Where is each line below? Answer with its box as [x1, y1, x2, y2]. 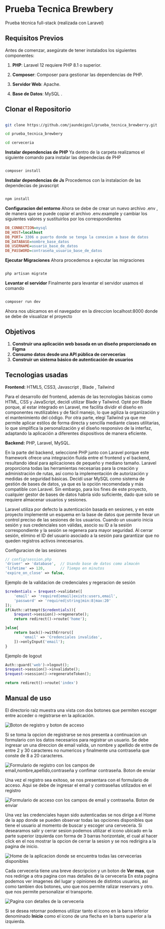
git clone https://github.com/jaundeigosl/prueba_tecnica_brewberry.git [5, 122, 158, 127]
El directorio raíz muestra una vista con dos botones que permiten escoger [5, 707, 157, 713]
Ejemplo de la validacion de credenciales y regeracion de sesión [5, 579, 135, 586]
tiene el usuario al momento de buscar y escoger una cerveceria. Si [5, 822, 142, 828]
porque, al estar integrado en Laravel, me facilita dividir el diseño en [5, 404, 143, 410]
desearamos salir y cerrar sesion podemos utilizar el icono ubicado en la [5, 827, 153, 833]
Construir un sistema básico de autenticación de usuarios [12, 357, 133, 363]
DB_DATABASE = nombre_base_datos [5, 239, 69, 244]
